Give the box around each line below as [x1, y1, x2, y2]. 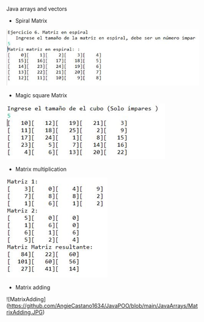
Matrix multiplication [15, 165, 67, 173]
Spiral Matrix [15, 17, 48, 24]
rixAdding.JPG [6, 309, 43, 316]
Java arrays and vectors [6, 6, 67, 12]
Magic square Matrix [15, 91, 67, 99]
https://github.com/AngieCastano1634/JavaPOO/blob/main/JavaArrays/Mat [8, 302, 199, 309]
